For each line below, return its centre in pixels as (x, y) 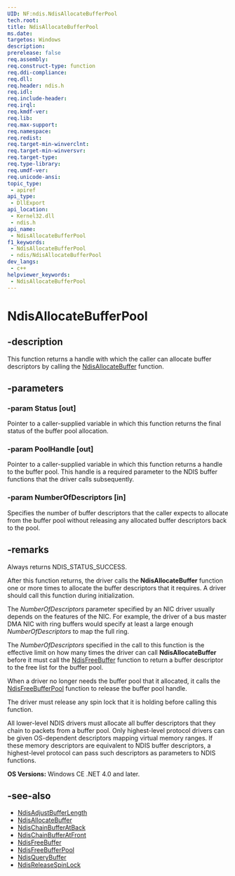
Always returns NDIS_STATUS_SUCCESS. (67, 566)
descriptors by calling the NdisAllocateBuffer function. (86, 366)
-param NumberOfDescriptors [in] (67, 498)
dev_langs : (23, 262)
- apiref (23, 190)
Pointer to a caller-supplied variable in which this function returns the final (114, 424)
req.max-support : (33, 125)
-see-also (29, 796)
